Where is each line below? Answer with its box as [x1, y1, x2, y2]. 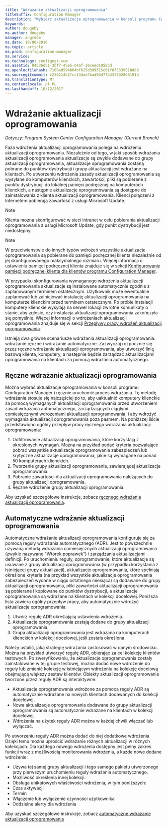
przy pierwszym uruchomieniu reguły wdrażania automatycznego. [12, 769, 148, 775]
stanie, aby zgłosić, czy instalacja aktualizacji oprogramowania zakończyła [5, 310, 158, 316]
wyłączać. [12, 723, 33, 730]
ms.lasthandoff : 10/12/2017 [5, 86, 64, 91]
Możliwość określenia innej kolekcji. [12, 775, 86, 781]
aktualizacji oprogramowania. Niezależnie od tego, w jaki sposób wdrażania [5, 150, 160, 156]
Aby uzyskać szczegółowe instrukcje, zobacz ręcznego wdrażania [5, 494, 141, 500]
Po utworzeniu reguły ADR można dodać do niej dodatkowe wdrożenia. [5, 733, 151, 739]
